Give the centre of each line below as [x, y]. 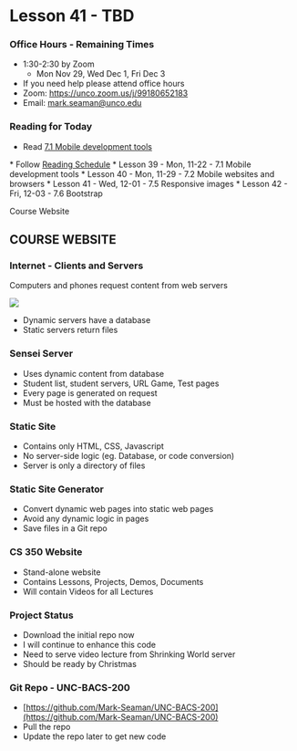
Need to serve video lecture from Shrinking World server [129, 654]
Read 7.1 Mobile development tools [87, 146]
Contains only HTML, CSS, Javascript [93, 446]
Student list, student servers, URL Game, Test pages [121, 383]
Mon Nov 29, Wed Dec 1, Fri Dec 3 [101, 74]
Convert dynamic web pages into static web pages [118, 509]
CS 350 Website [46, 552]
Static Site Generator [57, 489]
